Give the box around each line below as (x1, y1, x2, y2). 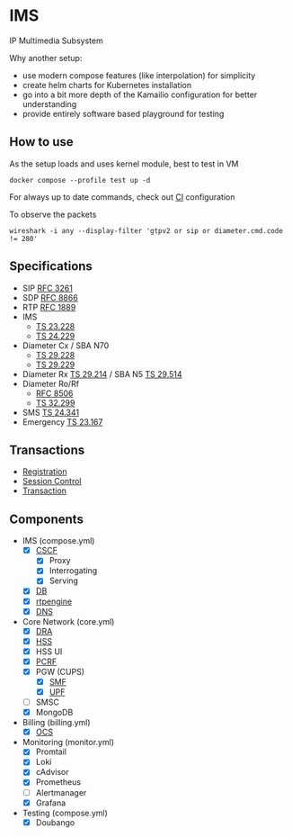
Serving (49, 575, 79, 586)
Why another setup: (9, 52, 83, 63)
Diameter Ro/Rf (22, 378, 79, 389)
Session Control (22, 476, 83, 487)
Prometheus (35, 777, 82, 787)
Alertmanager (35, 787, 87, 797)
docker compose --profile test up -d (9, 175, 151, 184)
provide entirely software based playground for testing (22, 108, 225, 119)
